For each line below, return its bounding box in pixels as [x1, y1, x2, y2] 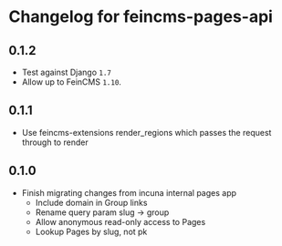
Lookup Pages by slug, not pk [35, 226, 148, 237]
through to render [21, 137, 89, 148]
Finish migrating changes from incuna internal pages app [21, 187, 237, 198]
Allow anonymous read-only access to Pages [35, 216, 206, 227]
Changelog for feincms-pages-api [8, 6, 273, 27]
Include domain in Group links [35, 197, 148, 208]
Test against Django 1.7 [21, 67, 111, 77]
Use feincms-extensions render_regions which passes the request [21, 127, 272, 138]
